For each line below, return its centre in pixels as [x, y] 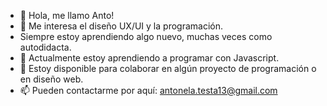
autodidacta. [45, 47]
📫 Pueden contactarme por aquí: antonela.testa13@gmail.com [148, 90]
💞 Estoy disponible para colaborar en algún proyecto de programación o [168, 68]
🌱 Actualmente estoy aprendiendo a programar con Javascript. [149, 58]
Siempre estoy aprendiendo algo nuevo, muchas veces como [146, 36]
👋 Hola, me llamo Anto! [67, 15]
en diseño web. [51, 79]
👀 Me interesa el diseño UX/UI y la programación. [121, 26]
